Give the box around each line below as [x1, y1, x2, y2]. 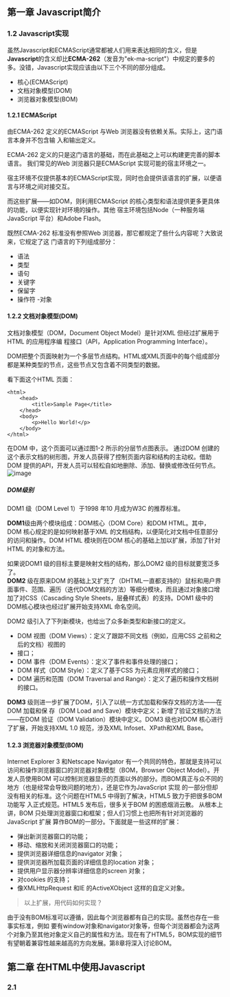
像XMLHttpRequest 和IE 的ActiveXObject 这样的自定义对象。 [16, 884, 189, 892]
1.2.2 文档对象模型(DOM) [7, 312, 78, 320]
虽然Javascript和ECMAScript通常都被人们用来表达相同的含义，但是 [7, 45, 198, 54]
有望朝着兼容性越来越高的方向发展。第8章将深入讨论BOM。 [7, 939, 176, 947]
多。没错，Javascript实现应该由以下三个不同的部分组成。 [7, 63, 170, 71]
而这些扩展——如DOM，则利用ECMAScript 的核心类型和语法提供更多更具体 [7, 197, 220, 205]
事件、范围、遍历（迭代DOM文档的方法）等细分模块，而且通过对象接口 [12, 585, 214, 594]
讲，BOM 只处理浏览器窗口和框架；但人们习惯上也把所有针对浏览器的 [7, 809, 204, 817]
